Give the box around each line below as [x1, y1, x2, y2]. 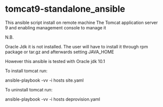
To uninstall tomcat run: [5, 86, 53, 92]
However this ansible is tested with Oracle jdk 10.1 [5, 58, 105, 64]
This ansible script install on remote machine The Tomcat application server [5, 20, 158, 25]
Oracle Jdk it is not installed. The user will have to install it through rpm [5, 43, 148, 49]
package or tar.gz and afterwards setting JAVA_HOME [5, 49, 114, 55]
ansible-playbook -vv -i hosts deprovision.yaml [5, 96, 100, 102]
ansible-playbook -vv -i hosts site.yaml [5, 77, 84, 83]
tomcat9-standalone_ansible [5, 3, 125, 15]
